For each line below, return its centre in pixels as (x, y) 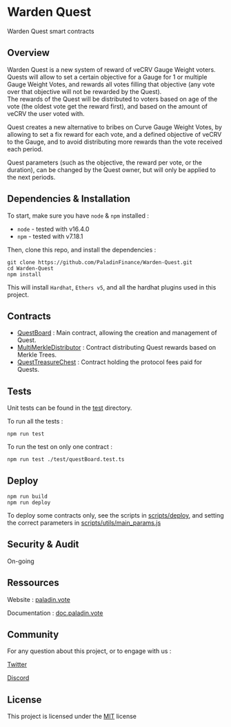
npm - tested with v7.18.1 (50, 236)
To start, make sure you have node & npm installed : (78, 216)
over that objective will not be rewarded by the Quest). (84, 91)
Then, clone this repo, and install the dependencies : (82, 249)
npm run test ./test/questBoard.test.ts (66, 460)
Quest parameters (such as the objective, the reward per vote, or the (104, 162)
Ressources (33, 583)
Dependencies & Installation (69, 199)
